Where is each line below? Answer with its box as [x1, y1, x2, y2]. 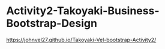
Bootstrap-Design [6, 17, 98, 30]
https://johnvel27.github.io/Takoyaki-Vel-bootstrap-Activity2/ [6, 36, 157, 43]
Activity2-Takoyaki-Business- [6, 4, 160, 18]
